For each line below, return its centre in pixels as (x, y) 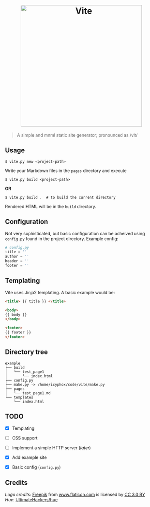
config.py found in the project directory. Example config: (62, 239)
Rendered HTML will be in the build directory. (51, 206)
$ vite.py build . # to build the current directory (60, 197)
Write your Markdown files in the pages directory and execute (66, 171)
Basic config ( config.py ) (36, 467)
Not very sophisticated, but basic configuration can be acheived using (75, 233)
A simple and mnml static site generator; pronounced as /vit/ (77, 135)
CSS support (25, 438)
